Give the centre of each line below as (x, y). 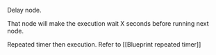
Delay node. (24, 10)
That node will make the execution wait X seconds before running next (108, 23)
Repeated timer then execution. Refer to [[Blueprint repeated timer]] (104, 44)
